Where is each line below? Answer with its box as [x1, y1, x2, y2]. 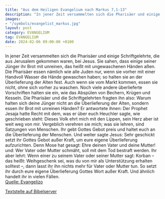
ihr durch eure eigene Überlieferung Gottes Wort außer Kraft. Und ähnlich [5, 168, 155, 174]
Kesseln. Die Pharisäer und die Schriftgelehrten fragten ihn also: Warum [5, 95, 152, 101]
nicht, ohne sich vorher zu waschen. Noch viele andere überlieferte [5, 84, 142, 90]
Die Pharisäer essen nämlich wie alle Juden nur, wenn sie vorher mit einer [5, 69, 156, 75]
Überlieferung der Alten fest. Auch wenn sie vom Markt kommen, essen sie [5, 79, 158, 85]
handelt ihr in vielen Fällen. [5, 173, 60, 179]
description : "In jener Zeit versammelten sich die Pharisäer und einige [5, 12, 161, 17]
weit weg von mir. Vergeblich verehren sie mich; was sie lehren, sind [5, 121, 144, 127]
